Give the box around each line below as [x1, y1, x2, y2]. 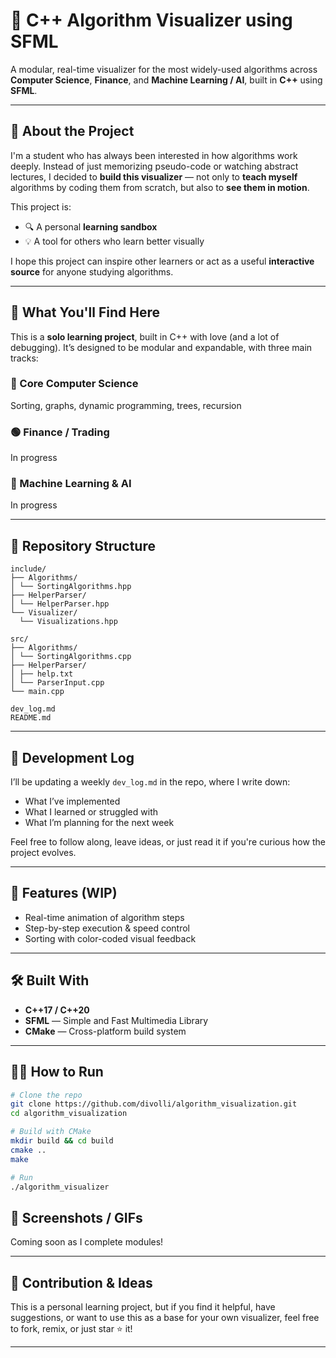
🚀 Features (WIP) [10, 885, 118, 902]
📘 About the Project [10, 123, 135, 140]
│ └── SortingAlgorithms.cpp [10, 652, 132, 662]
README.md [10, 713, 52, 723]
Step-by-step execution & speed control [24, 922, 190, 934]
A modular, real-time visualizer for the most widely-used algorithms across [10, 63, 318, 75]
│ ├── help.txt [10, 669, 74, 679]
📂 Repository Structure [10, 537, 156, 554]
